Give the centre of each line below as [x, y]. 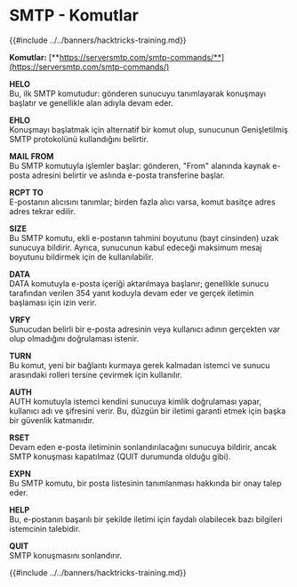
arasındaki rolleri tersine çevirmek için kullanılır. [96, 374]
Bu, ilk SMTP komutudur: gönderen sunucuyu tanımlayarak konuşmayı [138, 93]
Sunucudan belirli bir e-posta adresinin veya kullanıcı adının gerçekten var [145, 329]
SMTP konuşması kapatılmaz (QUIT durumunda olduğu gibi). [120, 456]
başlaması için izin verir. [53, 302]
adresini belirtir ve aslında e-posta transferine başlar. [128, 175]
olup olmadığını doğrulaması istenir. [74, 338]
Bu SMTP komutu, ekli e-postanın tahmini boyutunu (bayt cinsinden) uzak [144, 237]
